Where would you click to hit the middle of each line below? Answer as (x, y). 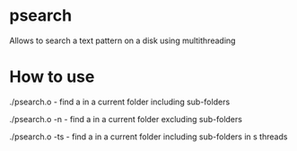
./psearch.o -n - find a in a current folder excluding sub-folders (126, 119)
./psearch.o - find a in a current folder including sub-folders (120, 102)
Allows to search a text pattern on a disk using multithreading (122, 40)
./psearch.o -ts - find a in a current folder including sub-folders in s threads (148, 137)
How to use (52, 77)
